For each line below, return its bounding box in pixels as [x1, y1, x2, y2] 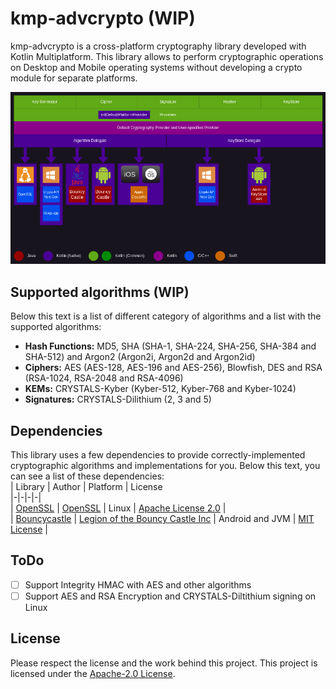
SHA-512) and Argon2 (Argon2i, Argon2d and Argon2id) [24, 351, 256, 363]
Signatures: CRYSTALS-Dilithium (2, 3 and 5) [24, 393, 212, 406]
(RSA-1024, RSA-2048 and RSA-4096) [24, 372, 184, 384]
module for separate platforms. [10, 72, 138, 84]
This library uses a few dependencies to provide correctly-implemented [10, 448, 306, 461]
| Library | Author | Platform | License [10, 480, 163, 492]
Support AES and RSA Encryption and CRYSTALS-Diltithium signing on [24, 590, 317, 602]
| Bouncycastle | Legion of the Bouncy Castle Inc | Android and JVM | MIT [10, 512, 315, 524]
